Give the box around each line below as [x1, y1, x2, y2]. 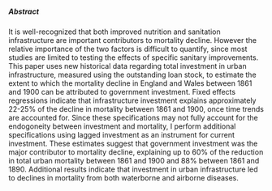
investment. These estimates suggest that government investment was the [8, 138, 258, 148]
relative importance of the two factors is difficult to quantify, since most [8, 44, 248, 53]
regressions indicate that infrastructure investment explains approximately [8, 95, 257, 105]
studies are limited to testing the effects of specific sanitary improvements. [8, 53, 259, 62]
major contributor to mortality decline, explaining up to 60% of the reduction [8, 146, 264, 157]
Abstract [8, 6, 39, 16]
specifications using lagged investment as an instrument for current [8, 129, 235, 139]
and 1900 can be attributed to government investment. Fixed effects [8, 87, 236, 96]
